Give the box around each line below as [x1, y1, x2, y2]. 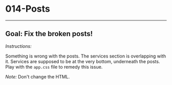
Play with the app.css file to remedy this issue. [5, 64, 103, 70]
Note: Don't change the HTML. [5, 73, 70, 79]
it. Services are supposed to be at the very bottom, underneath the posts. [5, 58, 160, 64]
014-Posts [5, 3, 50, 15]
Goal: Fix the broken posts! [5, 30, 93, 38]
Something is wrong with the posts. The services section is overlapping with [5, 53, 166, 59]
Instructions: [5, 43, 32, 49]
